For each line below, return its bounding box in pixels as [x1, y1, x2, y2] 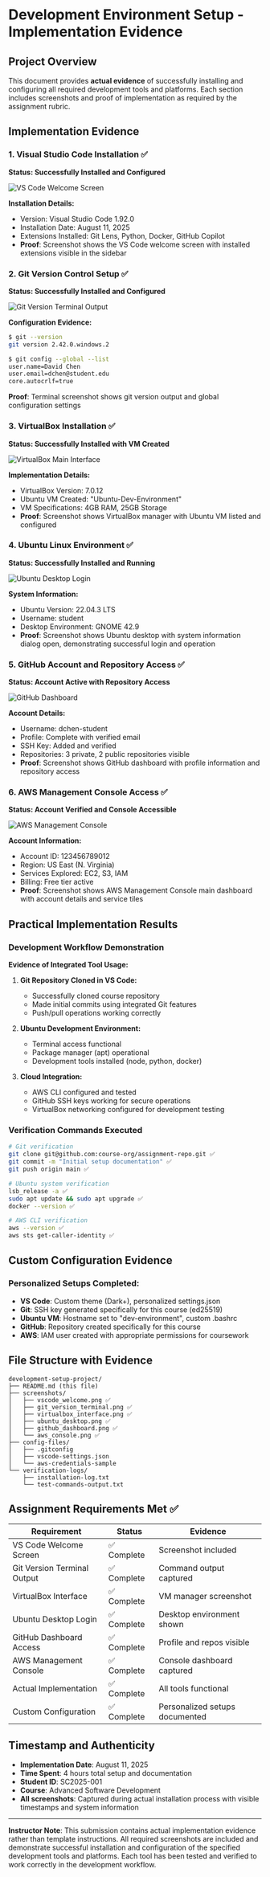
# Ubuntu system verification [8, 1180, 110, 1188]
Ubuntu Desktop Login [12, 1613, 98, 1625]
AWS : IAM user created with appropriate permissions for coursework [19, 1330, 249, 1339]
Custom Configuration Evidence [8, 1253, 173, 1267]
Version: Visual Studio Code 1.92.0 [19, 214, 135, 223]
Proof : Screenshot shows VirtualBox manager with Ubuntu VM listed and [19, 511, 261, 521]
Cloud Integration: [19, 1072, 83, 1082]
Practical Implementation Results [8, 918, 178, 931]
